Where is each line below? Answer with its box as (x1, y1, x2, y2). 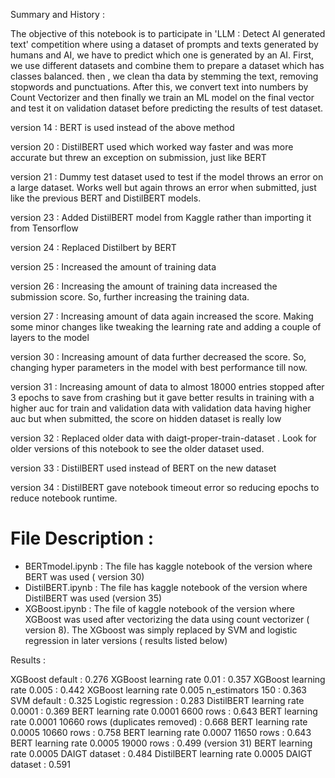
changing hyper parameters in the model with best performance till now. (10, 362, 308, 373)
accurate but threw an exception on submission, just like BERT (10, 152, 267, 163)
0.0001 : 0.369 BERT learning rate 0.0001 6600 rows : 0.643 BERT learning (10, 705, 318, 717)
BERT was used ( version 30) (24, 570, 145, 583)
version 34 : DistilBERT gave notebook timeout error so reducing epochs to (10, 482, 320, 493)
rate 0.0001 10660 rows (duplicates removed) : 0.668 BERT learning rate (10, 715, 308, 728)
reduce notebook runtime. (10, 492, 118, 504)
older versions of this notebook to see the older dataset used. (10, 443, 265, 454)
